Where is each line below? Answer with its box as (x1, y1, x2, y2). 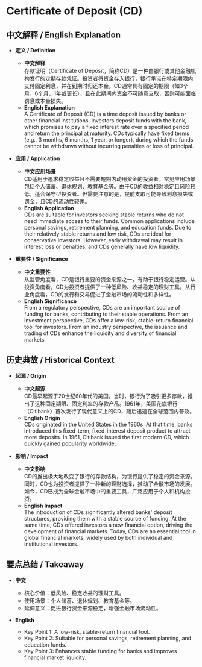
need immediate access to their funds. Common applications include (24, 218, 195, 224)
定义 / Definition (14, 47, 56, 54)
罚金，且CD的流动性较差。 (24, 198, 90, 205)
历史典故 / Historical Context (6, 355, 115, 365)
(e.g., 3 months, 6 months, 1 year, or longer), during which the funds (24, 136, 194, 143)
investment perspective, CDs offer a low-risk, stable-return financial (24, 317, 194, 324)
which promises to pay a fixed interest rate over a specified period (24, 124, 189, 130)
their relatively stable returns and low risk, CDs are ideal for (24, 230, 172, 237)
